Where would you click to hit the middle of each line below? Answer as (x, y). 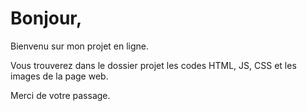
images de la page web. (59, 76)
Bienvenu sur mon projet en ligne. (80, 46)
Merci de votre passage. (60, 95)
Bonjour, (46, 18)
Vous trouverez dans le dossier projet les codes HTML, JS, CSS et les (153, 65)
